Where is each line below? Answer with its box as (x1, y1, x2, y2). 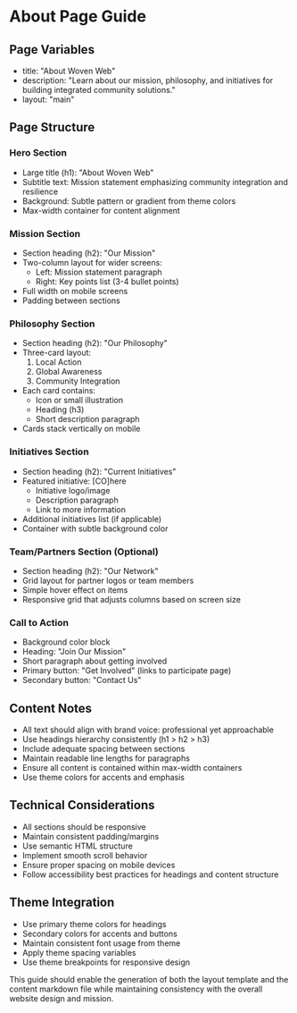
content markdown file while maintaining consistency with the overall (9, 983, 263, 994)
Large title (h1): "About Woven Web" (21, 167, 154, 178)
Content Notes (9, 700, 92, 716)
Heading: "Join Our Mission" (21, 646, 127, 657)
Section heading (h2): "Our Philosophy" (21, 338, 168, 349)
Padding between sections (21, 295, 120, 306)
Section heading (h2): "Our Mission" (21, 248, 156, 258)
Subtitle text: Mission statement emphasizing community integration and (21, 176, 288, 187)
